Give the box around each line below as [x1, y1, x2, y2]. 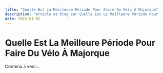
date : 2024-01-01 [5, 16, 41, 21]
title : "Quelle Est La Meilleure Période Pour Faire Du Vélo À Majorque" [5, 7, 159, 12]
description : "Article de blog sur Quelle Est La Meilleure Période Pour [5, 12, 159, 17]
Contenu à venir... [5, 64, 41, 70]
